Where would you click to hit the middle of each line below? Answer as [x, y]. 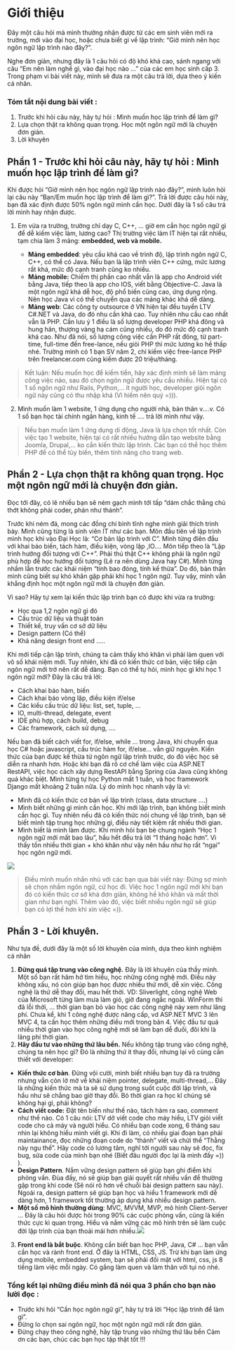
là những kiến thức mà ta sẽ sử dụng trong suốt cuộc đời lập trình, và [117, 1088]
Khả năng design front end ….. [61, 640]
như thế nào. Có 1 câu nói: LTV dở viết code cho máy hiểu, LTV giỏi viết [120, 1118]
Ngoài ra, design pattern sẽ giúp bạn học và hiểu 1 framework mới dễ [117, 1192]
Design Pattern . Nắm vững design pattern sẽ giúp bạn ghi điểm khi [114, 1170]
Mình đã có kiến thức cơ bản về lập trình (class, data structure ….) [113, 800]
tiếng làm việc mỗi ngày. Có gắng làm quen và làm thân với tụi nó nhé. [119, 1267]
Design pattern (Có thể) [52, 633]
